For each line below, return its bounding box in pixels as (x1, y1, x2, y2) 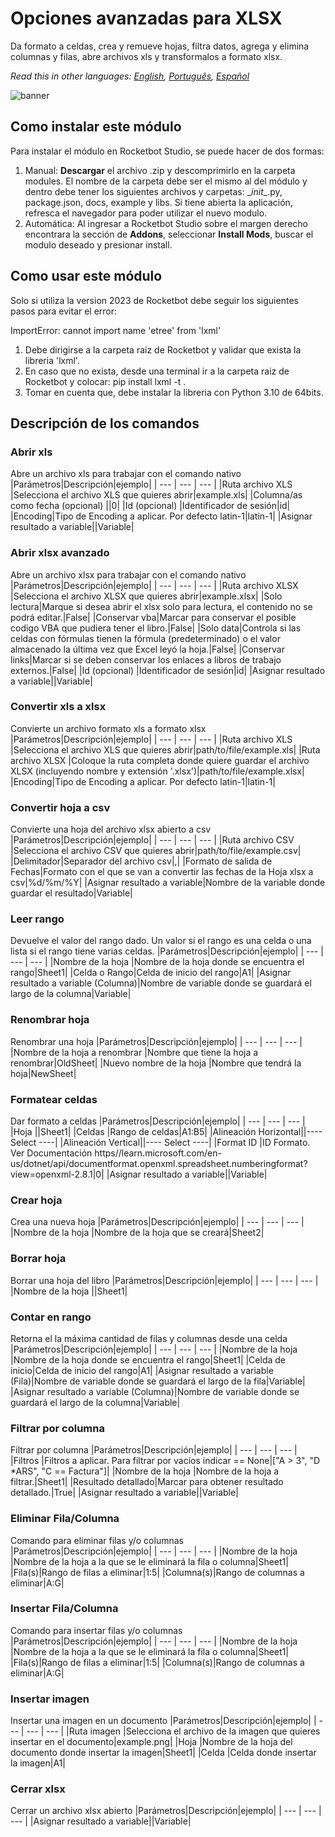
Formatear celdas (10, 1092, 98, 1106)
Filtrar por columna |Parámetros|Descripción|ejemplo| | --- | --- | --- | (10, 1444, 298, 1456)
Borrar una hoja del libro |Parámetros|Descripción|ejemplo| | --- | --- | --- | (10, 1274, 319, 1286)
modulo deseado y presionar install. (24, 238, 173, 251)
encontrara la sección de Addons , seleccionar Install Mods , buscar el (24, 228, 314, 240)
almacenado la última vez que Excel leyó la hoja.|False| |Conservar (10, 643, 285, 655)
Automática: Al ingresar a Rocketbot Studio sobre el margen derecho (24, 217, 308, 229)
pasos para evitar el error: (10, 305, 118, 317)
